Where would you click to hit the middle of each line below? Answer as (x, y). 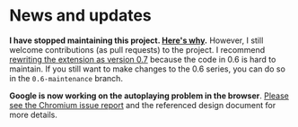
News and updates (81, 16)
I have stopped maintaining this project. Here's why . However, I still (136, 40)
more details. (34, 114)
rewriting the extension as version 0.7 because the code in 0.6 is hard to (143, 59)
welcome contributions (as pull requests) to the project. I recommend (137, 49)
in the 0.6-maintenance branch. (66, 78)
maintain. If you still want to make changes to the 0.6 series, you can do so (147, 69)
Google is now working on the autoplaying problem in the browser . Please (149, 96)
